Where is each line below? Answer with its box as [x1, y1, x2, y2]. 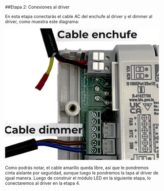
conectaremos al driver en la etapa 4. [5, 180, 81, 186]
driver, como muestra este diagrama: [5, 19, 80, 24]
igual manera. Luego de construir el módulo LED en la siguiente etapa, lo [5, 175, 151, 181]
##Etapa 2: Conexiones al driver [5, 4, 70, 10]
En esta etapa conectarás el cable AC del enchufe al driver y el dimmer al [5, 14, 153, 19]
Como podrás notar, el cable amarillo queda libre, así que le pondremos [5, 165, 149, 171]
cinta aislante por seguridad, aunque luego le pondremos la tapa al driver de [5, 170, 159, 176]
